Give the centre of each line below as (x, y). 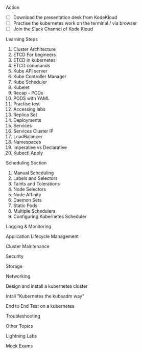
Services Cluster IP (33, 131)
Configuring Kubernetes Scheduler (50, 217)
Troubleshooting (23, 316)
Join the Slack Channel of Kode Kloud (53, 29)
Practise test (26, 104)
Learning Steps (22, 39)
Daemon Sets (27, 200)
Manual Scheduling (33, 173)
